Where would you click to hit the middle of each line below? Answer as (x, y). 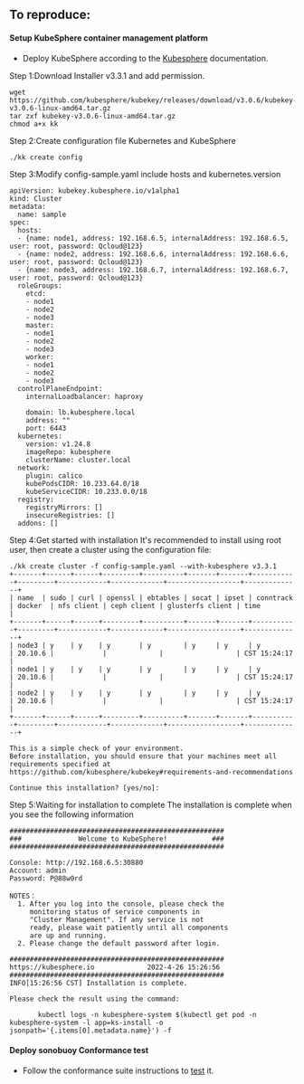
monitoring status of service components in (115, 912)
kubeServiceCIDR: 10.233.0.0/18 (86, 491)
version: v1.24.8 (58, 444)
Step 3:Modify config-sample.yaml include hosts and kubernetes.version (145, 174)
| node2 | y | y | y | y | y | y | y (135, 693)
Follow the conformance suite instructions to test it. (118, 1070)
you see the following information (71, 814)
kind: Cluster (36, 198)
